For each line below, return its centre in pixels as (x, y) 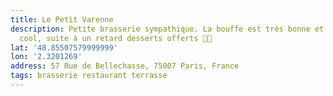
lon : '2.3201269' (46, 57)
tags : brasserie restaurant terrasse (89, 76)
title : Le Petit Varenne (62, 19)
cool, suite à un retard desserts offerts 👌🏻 (116, 38)
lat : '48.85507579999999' (64, 47)
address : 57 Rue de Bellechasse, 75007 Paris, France (125, 66)
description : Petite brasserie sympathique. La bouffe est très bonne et (167, 29)
